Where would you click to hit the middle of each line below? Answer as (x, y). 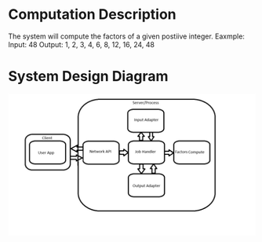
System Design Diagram (88, 77)
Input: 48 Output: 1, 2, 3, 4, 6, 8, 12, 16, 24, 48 (82, 44)
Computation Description (92, 15)
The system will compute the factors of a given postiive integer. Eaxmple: (127, 36)
